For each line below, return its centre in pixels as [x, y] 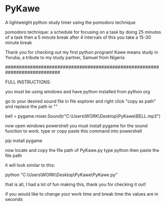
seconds [14, 199]
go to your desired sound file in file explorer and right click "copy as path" [81, 101]
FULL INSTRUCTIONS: [28, 82]
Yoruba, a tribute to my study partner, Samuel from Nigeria [65, 57]
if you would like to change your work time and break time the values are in [82, 194]
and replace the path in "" [31, 106]
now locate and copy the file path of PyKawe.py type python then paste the [82, 150]
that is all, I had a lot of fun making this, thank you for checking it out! [76, 184]
